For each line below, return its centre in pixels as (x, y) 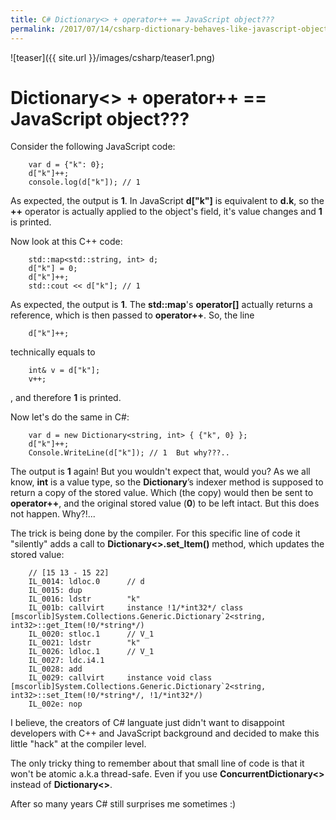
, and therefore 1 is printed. (66, 398)
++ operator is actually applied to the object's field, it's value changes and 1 (166, 212)
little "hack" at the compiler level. (78, 744)
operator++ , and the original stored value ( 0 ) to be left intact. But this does (165, 503)
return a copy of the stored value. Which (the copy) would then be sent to (162, 493)
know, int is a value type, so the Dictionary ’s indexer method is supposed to (167, 482)
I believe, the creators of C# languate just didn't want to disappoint (147, 723)
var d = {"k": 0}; (66, 165)
